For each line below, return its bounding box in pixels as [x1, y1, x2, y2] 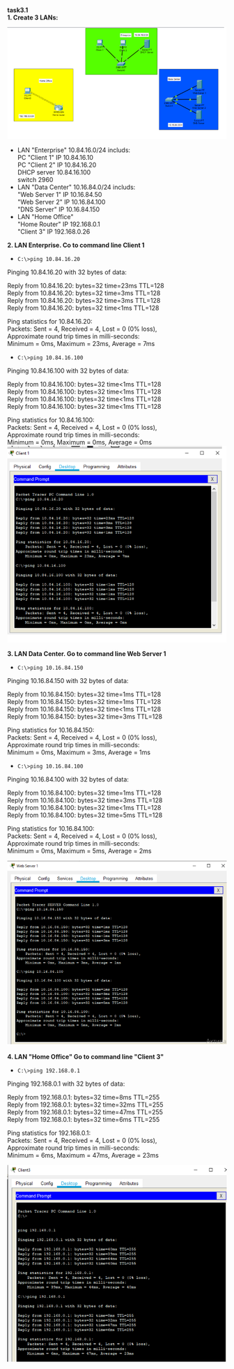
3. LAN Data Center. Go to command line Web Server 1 [7, 650, 166, 658]
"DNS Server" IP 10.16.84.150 [17, 205, 100, 214]
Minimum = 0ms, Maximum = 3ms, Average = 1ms [7, 748, 151, 756]
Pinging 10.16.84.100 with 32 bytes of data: [7, 775, 129, 784]
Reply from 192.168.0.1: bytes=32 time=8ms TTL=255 [7, 1093, 160, 1101]
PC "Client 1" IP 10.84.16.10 [17, 153, 94, 161]
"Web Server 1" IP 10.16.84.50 [17, 190, 102, 198]
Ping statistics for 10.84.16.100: [7, 415, 95, 424]
